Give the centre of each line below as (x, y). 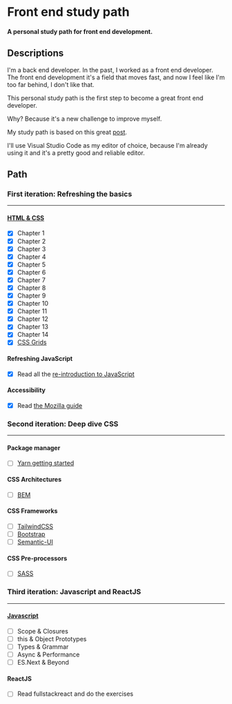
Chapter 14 (33, 335)
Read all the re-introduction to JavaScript (76, 374)
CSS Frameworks (32, 511)
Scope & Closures (43, 631)
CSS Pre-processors (37, 558)
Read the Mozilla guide (50, 405)
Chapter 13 (32, 327)
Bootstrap (31, 534)
